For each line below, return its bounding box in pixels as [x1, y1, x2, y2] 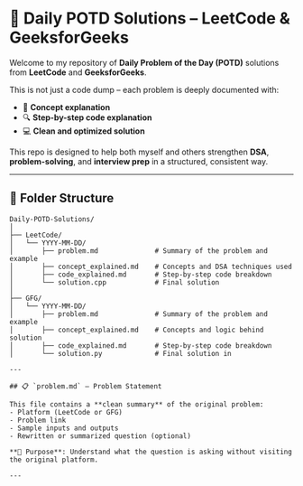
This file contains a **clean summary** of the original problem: [9, 399, 264, 409]
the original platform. [9, 455, 99, 464]
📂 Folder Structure [9, 191, 115, 206]
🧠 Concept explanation [22, 101, 111, 112]
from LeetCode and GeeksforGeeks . [9, 67, 147, 78]
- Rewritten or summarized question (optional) [9, 431, 192, 441]
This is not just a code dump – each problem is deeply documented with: [9, 84, 280, 95]
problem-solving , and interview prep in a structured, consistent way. [9, 155, 269, 166]
